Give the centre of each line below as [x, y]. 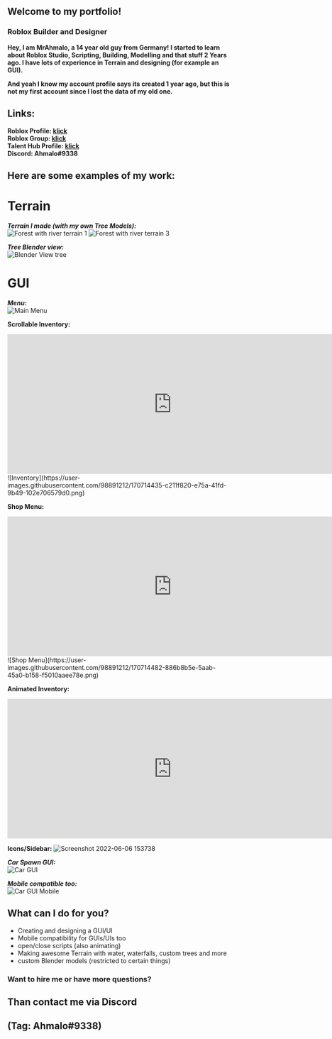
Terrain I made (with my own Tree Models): [72, 226]
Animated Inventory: [38, 688]
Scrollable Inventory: [39, 324]
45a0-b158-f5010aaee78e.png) [53, 675]
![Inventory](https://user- [44, 478]
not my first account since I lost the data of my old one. [90, 91]
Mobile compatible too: [42, 884]
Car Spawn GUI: [32, 862]
